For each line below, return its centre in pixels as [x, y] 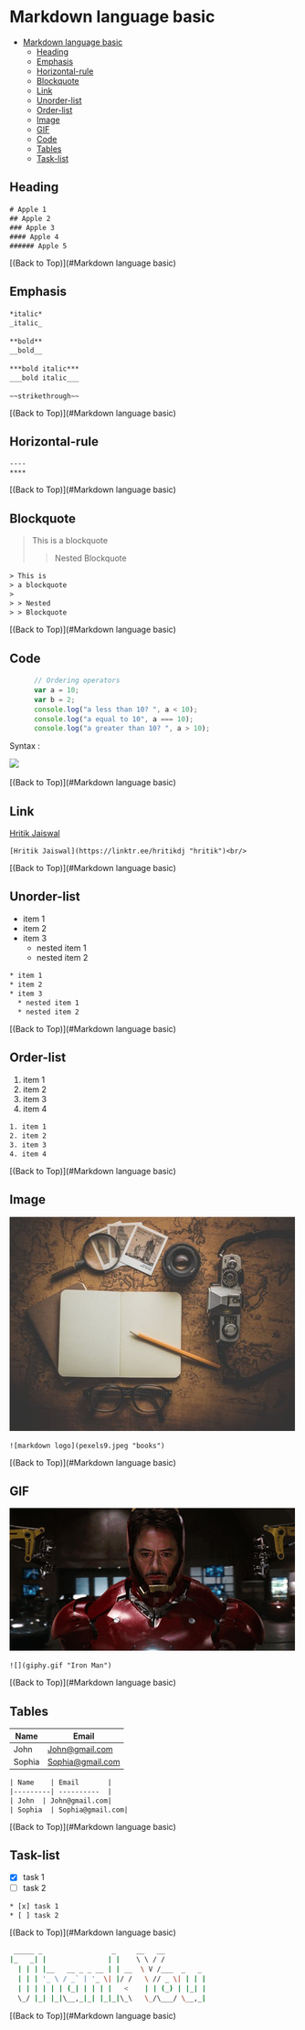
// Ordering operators [77, 680]
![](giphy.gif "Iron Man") [61, 1666]
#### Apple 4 [34, 237]
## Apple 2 [30, 218]
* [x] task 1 [34, 1906]
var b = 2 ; [54, 699]
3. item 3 [28, 1145]
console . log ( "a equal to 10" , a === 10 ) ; [114, 719]
